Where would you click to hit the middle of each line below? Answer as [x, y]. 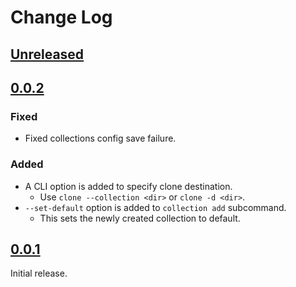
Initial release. [39, 273]
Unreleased [47, 54]
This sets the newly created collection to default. [140, 218]
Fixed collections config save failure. [100, 138]
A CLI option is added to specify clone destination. [128, 186]
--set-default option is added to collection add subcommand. [155, 207]
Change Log [61, 17]
